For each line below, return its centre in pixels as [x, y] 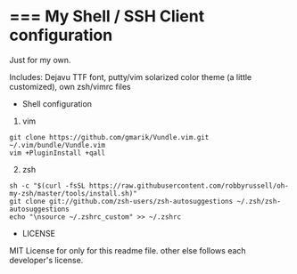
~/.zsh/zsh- [259, 201]
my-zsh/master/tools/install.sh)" [74, 193]
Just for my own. [40, 60]
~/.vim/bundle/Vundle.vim [57, 145]
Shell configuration [57, 103]
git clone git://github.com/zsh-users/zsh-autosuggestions [121, 201]
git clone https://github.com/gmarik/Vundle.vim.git [109, 137]
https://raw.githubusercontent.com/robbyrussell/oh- [189, 185]
